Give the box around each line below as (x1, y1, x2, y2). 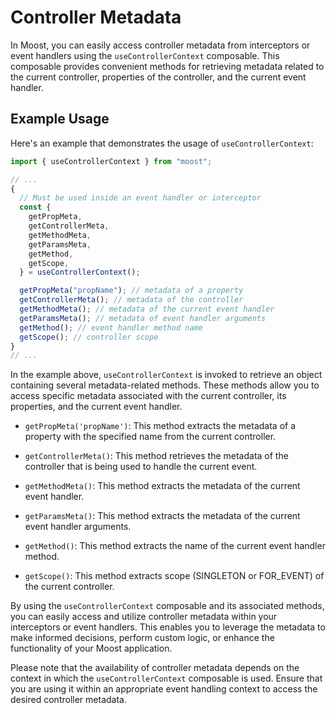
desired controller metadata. (10, 694, 127, 706)
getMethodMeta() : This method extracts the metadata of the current (24, 480, 301, 492)
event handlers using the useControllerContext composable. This (10, 49, 280, 61)
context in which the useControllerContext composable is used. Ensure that (10, 672, 323, 685)
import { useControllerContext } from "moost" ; (10, 156, 213, 166)
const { (19, 202, 52, 213)
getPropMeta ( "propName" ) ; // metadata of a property (19, 286, 244, 296)
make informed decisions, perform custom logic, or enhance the (10, 632, 275, 644)
